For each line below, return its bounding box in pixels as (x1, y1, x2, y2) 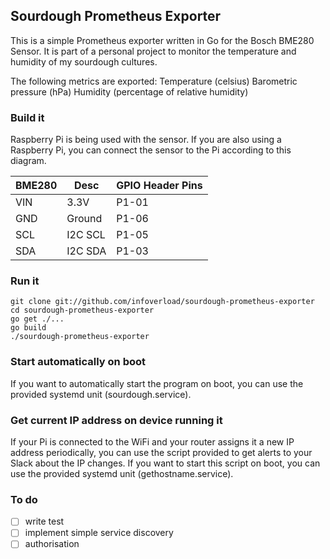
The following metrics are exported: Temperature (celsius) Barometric (10, 75, 298, 87)
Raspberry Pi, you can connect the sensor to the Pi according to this (10, 144, 292, 156)
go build (10, 323, 47, 333)
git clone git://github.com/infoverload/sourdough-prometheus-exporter (10, 297, 315, 307)
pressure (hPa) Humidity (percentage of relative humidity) (10, 85, 249, 98)
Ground (66, 212, 103, 226)
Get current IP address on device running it (10, 413, 223, 427)
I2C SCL (66, 228, 106, 242)
